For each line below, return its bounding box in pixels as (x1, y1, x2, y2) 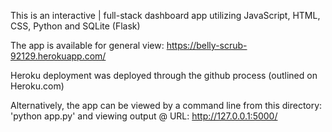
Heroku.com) (10, 80, 65, 92)
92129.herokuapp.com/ (10, 50, 107, 62)
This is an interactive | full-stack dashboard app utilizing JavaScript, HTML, (10, 10, 321, 21)
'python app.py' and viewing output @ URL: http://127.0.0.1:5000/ (10, 110, 278, 122)
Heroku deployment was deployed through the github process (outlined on (10, 70, 318, 81)
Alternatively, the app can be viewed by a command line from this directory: (10, 100, 323, 111)
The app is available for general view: (10, 40, 165, 51)
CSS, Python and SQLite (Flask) (10, 20, 141, 32)
